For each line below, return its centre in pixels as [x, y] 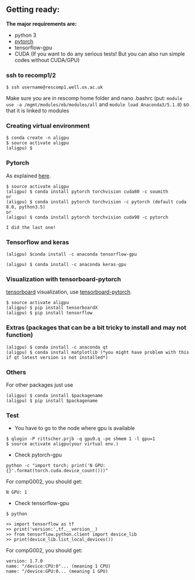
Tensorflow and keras [38, 242]
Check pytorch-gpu [38, 455]
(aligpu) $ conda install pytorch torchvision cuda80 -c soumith [87, 192]
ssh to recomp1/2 [31, 75]
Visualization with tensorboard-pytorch [64, 279]
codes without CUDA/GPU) [47, 60]
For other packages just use [40, 385]
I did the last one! [31, 227]
